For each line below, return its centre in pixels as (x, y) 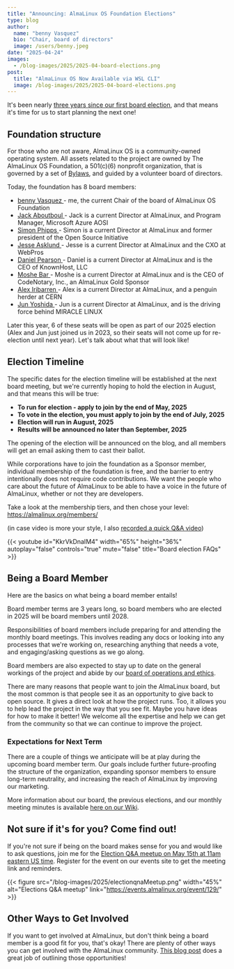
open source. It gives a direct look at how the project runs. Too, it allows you (117, 701)
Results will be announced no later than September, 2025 (102, 429)
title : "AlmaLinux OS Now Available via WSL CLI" (87, 79)
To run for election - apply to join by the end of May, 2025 (102, 407)
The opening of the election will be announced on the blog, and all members (117, 443)
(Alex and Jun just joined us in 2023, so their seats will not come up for (109, 333)
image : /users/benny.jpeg (51, 46)
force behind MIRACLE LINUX (60, 312)
